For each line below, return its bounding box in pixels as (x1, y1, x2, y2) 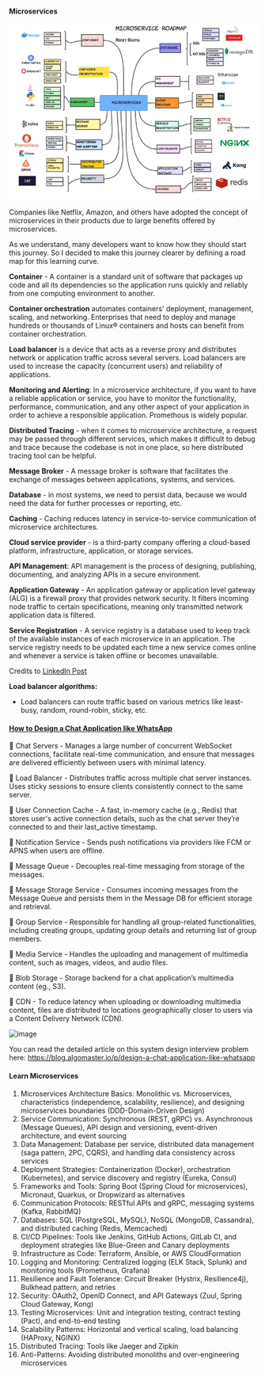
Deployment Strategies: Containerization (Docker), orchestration (20, 1164, 231, 1174)
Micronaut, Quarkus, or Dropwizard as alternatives (20, 1189, 185, 1199)
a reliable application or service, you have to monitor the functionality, (9, 394, 237, 403)
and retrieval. (9, 902, 52, 912)
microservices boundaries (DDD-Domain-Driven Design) (20, 1106, 205, 1115)
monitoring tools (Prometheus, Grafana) (20, 1266, 150, 1275)
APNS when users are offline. (9, 846, 105, 855)
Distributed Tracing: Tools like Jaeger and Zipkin (20, 1341, 179, 1350)
